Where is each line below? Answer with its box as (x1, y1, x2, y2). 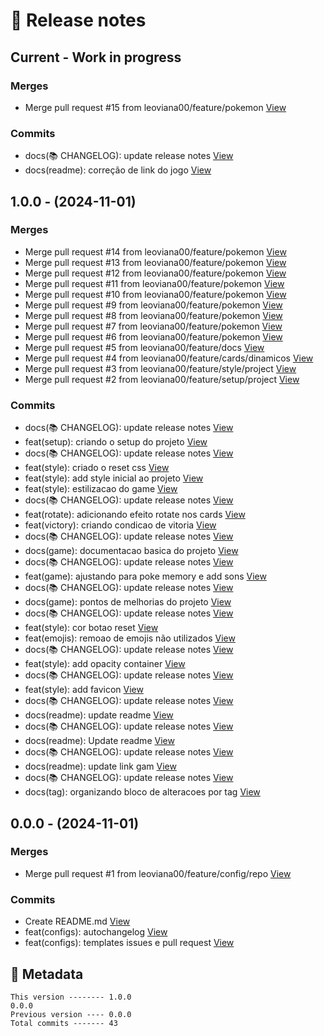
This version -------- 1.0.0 (10, 992, 132, 1002)
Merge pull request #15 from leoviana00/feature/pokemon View (24, 101, 287, 113)
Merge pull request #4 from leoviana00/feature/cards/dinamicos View (24, 352, 314, 364)
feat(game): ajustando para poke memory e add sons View (24, 570, 267, 583)
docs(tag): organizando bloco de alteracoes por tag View (24, 786, 261, 798)
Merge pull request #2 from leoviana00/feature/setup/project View (24, 373, 300, 385)
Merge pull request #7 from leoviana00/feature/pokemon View (24, 320, 283, 332)
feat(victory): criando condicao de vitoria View (24, 519, 217, 531)
